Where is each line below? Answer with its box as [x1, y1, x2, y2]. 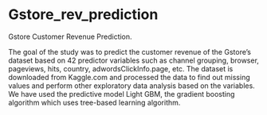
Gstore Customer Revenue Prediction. [8, 32, 133, 41]
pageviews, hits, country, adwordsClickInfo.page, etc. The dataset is [8, 63, 234, 73]
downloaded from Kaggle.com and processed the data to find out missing [8, 72, 251, 82]
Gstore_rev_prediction [8, 6, 159, 24]
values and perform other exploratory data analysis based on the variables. [8, 81, 255, 90]
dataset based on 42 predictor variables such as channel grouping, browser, [8, 56, 259, 65]
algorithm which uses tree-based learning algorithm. [8, 98, 181, 107]
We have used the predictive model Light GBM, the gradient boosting [8, 89, 235, 98]
